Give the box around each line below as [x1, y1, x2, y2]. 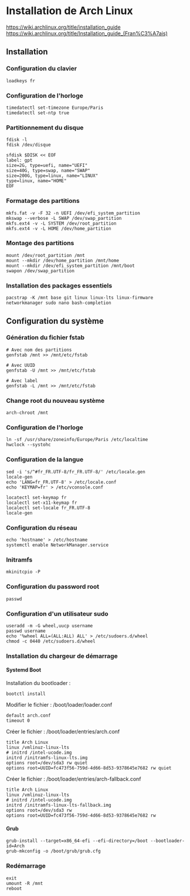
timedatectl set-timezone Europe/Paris [6, 105, 104, 111]
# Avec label [6, 377, 38, 383]
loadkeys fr [6, 78, 35, 83]
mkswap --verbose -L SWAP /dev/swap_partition [6, 215, 122, 221]
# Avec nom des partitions [6, 347, 72, 353]
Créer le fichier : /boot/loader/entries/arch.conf [6, 728, 120, 735]
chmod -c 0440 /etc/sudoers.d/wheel [6, 638, 96, 644]
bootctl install [6, 691, 46, 697]
